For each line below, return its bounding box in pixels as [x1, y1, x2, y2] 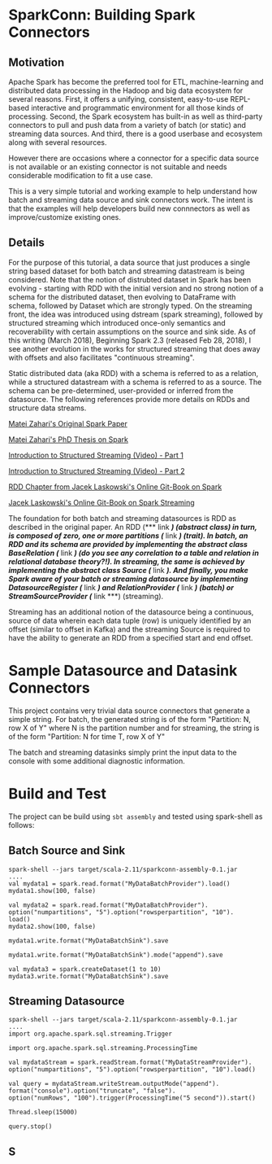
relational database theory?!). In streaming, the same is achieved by [8, 556, 245, 567]
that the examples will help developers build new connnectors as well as [8, 203, 250, 213]
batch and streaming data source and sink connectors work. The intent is [8, 195, 253, 204]
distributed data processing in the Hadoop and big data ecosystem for [8, 85, 244, 95]
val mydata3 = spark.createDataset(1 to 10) [8, 965, 162, 974]
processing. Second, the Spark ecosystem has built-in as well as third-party [8, 112, 263, 121]
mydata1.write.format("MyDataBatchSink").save [8, 936, 169, 945]
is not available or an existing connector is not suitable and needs [8, 162, 227, 172]
